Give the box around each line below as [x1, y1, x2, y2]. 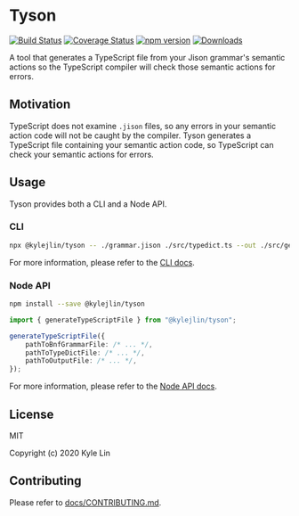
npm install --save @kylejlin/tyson [9, 299, 145, 308]
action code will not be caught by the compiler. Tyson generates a [9, 130, 252, 141]
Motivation [9, 97, 71, 112]
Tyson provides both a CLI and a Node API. [9, 198, 167, 209]
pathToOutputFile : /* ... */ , [25, 356, 138, 365]
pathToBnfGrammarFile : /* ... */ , [25, 340, 153, 348]
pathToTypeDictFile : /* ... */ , [25, 348, 145, 357]
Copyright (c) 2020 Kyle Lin [9, 447, 111, 458]
